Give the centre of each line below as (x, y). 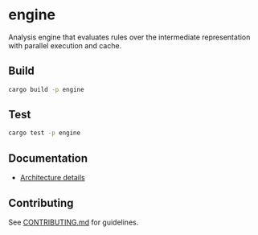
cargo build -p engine (46, 89)
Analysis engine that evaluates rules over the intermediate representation (129, 37)
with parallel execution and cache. (65, 45)
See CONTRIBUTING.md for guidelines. (74, 222)
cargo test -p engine (45, 133)
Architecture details (53, 178)
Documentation (48, 158)
